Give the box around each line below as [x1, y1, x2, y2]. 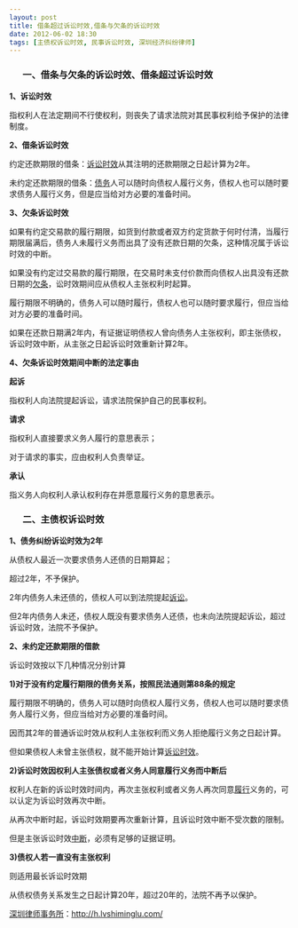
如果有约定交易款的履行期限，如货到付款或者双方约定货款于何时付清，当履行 [9, 226, 289, 236]
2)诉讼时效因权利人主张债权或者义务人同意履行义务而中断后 [9, 765, 228, 775]
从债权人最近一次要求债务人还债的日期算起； [9, 554, 173, 565]
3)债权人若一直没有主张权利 [9, 852, 111, 862]
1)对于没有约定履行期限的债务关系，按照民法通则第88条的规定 [9, 678, 236, 689]
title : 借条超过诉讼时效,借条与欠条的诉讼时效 [9, 21, 161, 30]
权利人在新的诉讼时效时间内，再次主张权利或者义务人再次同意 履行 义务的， [9, 783, 281, 795]
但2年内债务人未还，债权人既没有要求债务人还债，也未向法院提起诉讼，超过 [9, 610, 286, 622]
